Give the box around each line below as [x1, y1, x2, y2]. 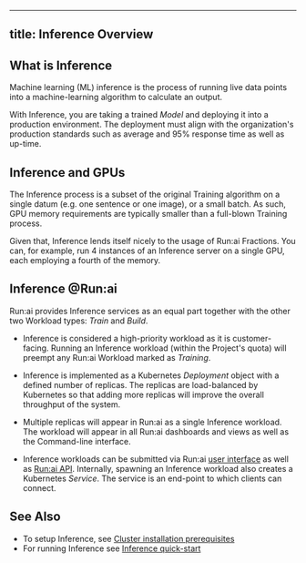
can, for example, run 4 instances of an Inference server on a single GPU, [9, 245, 285, 256]
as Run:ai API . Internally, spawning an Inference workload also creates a [22, 463, 293, 474]
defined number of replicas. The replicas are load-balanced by [22, 379, 259, 390]
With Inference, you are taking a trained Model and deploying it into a [9, 109, 269, 120]
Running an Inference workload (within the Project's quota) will [50, 343, 287, 353]
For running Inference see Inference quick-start [22, 543, 201, 554]
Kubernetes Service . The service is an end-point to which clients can [22, 473, 282, 484]
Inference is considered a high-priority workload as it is [22, 333, 230, 343]
